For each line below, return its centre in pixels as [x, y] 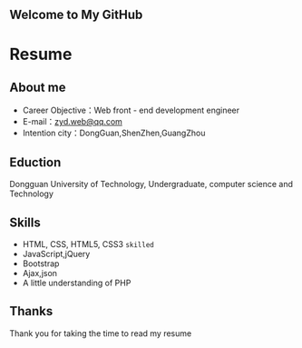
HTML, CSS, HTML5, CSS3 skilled [88, 244]
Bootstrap [41, 263]
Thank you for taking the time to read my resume [101, 333]
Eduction [35, 162]
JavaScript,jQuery [56, 254]
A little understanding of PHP [77, 283]
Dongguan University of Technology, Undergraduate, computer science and [151, 184]
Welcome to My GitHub [76, 15]
